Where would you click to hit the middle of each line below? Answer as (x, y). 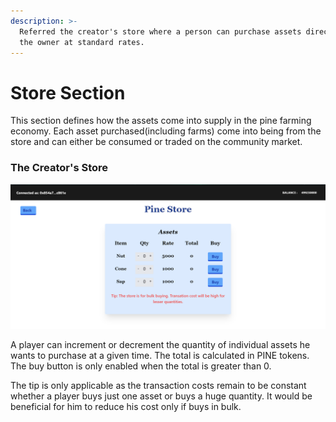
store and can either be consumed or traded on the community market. (156, 142)
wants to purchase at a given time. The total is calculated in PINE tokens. (160, 355)
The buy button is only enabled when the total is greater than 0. (141, 366)
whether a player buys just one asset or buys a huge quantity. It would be (161, 396)
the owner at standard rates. (82, 42)
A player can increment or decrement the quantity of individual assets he (160, 344)
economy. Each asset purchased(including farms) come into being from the (166, 131)
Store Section (68, 92)
